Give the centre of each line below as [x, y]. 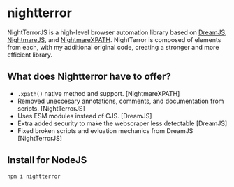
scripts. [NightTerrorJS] [51, 108]
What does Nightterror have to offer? [89, 77]
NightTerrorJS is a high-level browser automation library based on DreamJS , [117, 32]
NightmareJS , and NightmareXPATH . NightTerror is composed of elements [114, 39]
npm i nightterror [34, 176]
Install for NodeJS [47, 160]
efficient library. [30, 55]
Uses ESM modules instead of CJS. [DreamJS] [85, 116]
